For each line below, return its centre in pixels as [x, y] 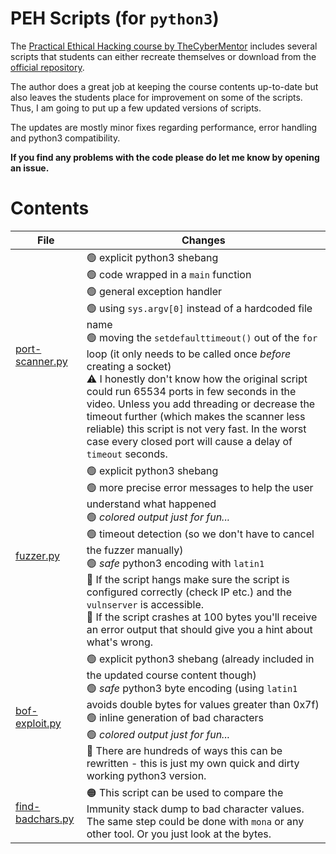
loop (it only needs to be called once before [189, 354]
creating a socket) [129, 366]
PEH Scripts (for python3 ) [115, 18]
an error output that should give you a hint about [199, 629]
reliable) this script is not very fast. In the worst [196, 429]
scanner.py [41, 362]
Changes [203, 240]
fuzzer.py [37, 556]
